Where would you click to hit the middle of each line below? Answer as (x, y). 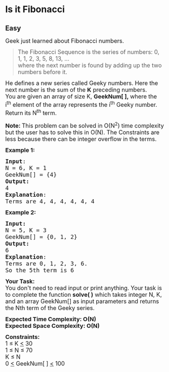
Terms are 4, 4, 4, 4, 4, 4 (50, 201)
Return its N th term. (31, 112)
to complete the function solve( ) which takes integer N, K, (83, 295)
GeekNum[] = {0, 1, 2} (41, 237)
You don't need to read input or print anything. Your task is (84, 288)
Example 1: (20, 150)
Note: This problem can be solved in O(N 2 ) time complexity (85, 125)
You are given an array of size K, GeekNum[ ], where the (81, 97)
